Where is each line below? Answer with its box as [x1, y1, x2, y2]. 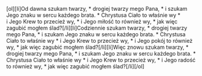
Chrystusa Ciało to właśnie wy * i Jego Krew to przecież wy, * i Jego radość [6, 57, 196, 63]
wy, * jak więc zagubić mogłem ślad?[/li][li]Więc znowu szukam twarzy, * [6, 43, 189, 51]
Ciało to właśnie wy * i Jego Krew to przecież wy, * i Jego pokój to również [6, 37, 193, 44]
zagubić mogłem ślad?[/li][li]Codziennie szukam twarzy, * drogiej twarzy [6, 24, 187, 31]
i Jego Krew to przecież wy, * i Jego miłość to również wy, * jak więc [6, 18, 178, 25]
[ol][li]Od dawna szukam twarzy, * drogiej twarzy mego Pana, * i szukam [6, 5, 187, 12]
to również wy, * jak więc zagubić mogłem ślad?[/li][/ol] [6, 63, 145, 70]
